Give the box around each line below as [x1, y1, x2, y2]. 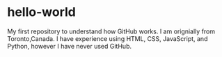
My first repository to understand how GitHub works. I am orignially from [7, 27, 216, 35]
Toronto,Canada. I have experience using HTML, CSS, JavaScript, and [7, 34, 208, 42]
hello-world [7, 4, 77, 20]
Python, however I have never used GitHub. [7, 42, 132, 50]
